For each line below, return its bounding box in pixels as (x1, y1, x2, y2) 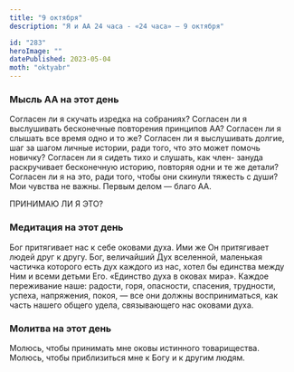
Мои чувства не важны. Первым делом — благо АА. (9, 181, 213, 192)
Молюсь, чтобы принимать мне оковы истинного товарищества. (9, 342, 260, 353)
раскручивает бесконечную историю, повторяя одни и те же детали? (9, 162, 279, 173)
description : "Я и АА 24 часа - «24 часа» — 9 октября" (9, 22, 224, 31)
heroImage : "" (9, 46, 63, 55)
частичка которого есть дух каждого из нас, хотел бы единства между (9, 261, 285, 272)
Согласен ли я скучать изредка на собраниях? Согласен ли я (9, 114, 247, 125)
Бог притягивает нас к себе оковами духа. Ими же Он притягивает (9, 242, 270, 253)
